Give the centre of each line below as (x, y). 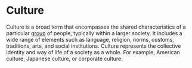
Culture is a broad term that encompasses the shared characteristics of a (96, 27)
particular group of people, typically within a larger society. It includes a (95, 33)
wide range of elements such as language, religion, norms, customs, (90, 39)
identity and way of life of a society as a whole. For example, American (93, 52)
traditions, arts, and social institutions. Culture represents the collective (94, 46)
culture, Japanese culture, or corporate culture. (65, 58)
